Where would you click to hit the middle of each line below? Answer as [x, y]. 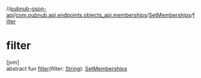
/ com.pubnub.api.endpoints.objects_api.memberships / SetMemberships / [103, 15]
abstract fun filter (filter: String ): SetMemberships [67, 68]
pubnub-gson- [28, 9]
